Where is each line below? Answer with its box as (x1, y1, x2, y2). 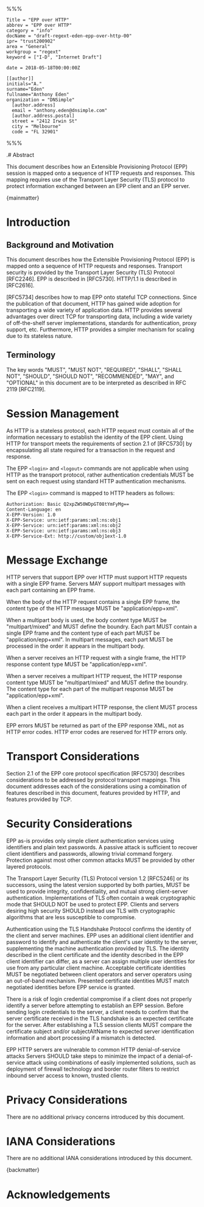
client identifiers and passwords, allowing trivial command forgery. (6, 850, 174, 857)
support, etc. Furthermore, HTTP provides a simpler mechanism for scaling (6, 326, 195, 333)
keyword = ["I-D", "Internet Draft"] (6, 54, 102, 60)
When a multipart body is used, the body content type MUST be (6, 616, 167, 623)
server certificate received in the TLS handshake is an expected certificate (6, 1015, 194, 1022)
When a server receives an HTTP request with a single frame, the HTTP (6, 654, 186, 661)
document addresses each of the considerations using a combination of (6, 782, 187, 790)
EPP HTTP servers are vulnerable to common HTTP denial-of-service (6, 1046, 181, 1053)
